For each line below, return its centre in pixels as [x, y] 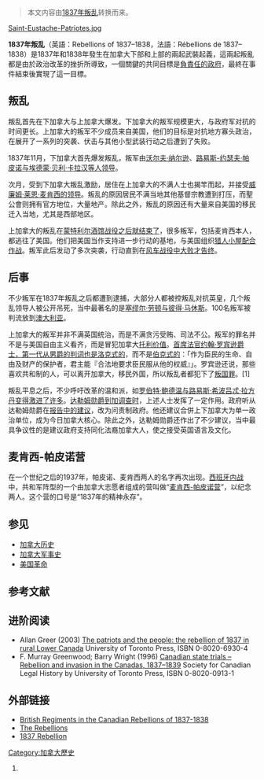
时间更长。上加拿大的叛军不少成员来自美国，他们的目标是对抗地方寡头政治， [132, 131]
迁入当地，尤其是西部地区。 [53, 214]
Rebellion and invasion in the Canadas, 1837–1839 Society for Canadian [135, 665]
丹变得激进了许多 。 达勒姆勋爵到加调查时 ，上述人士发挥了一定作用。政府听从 [132, 400]
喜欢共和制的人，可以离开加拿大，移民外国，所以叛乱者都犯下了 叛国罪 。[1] [129, 374]
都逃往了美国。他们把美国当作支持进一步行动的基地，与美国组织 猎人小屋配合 [132, 240]
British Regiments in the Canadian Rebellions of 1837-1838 [114, 720]
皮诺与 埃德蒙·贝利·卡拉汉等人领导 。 [66, 168]
